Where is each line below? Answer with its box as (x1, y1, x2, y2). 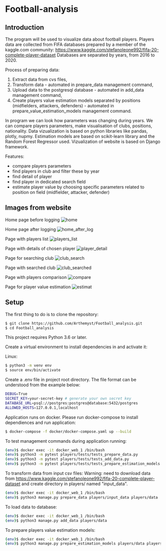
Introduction (5, 23, 44, 32)
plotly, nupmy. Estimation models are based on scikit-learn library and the (5, 134, 155, 139)
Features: (5, 153, 25, 159)
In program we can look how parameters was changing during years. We (5, 118, 153, 123)
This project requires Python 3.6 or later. (5, 334, 87, 340)
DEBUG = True (5, 392, 28, 397)
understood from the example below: (5, 382, 81, 388)
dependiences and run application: (5, 419, 76, 425)
